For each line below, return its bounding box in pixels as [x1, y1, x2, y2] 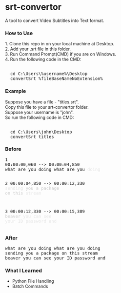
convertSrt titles [10, 134, 55, 139]
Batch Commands [12, 283, 48, 289]
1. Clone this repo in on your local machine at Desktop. [5, 41, 115, 47]
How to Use [5, 30, 33, 37]
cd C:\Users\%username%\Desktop [10, 71, 88, 77]
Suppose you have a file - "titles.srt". [5, 99, 79, 105]
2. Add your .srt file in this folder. [5, 46, 71, 52]
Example [5, 88, 26, 95]
